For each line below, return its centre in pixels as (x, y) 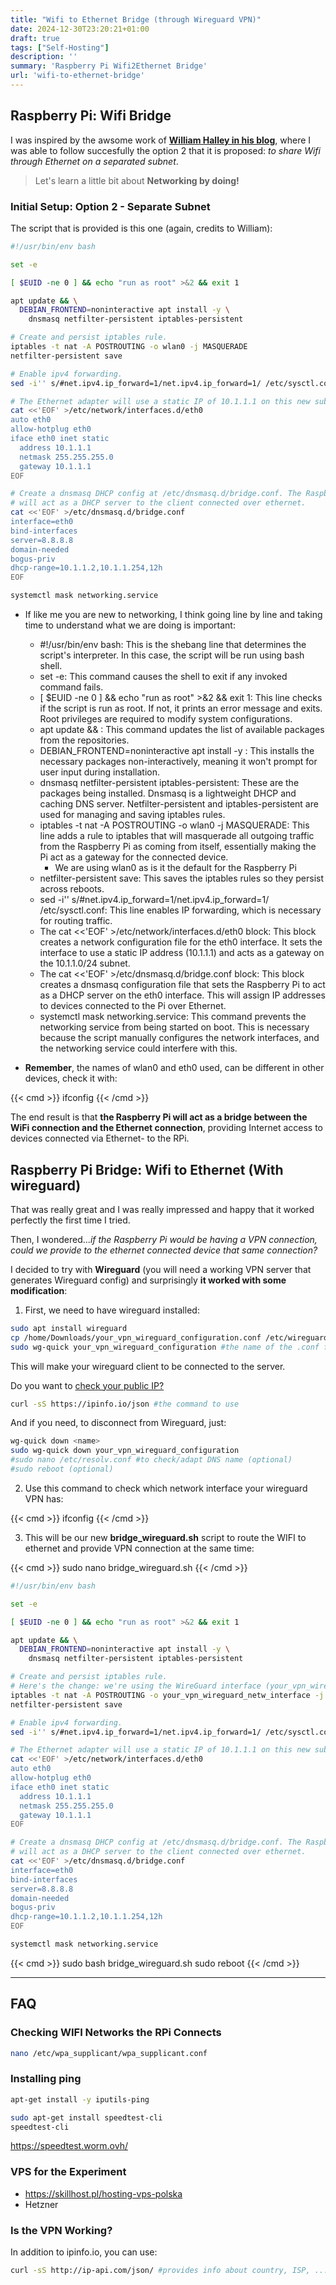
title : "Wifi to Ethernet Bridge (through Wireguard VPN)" (136, 19)
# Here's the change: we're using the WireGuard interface (136, 1686)
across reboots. (72, 889)
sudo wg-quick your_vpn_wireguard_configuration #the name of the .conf (165, 1347)
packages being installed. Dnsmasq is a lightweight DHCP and (168, 793)
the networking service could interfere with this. (138, 1048)
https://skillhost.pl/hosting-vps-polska (103, 2193)
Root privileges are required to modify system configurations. (166, 719)
